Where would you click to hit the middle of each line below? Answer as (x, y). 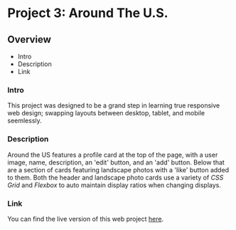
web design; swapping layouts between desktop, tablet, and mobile (106, 113)
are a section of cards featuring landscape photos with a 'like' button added (118, 169)
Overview (29, 40)
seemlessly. (25, 121)
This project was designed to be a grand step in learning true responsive (114, 105)
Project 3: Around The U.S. (88, 13)
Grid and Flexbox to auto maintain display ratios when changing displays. (114, 185)
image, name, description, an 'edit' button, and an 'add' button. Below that (116, 162)
